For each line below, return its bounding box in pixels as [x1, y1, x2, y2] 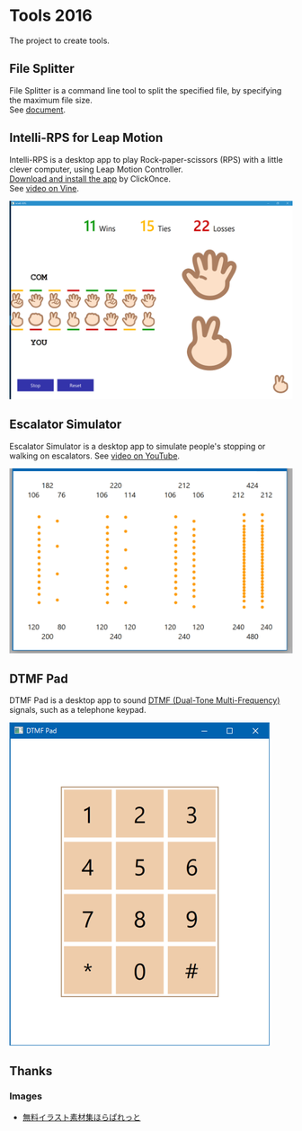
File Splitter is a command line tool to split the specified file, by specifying [9, 85, 282, 95]
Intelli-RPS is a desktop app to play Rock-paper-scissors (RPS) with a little [9, 154, 283, 165]
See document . [9, 104, 66, 115]
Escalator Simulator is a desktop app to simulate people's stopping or [9, 441, 266, 451]
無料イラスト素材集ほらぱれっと [22, 1111, 141, 1122]
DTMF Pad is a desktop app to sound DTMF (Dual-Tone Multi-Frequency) [9, 695, 280, 706]
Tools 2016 [9, 5, 93, 26]
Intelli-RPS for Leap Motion [9, 130, 164, 146]
